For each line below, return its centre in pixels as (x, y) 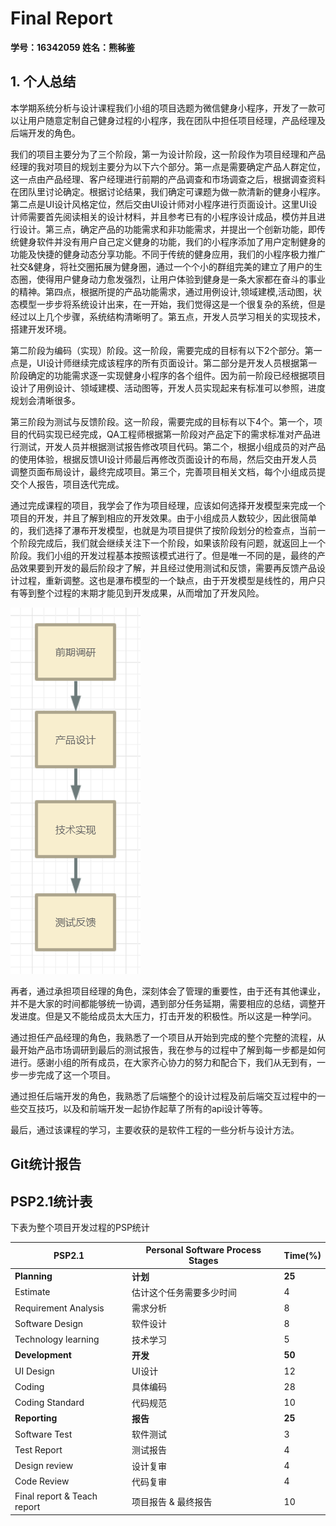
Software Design (49, 1323)
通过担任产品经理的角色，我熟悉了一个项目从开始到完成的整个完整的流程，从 (168, 1037)
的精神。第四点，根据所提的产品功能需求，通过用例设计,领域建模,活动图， (162, 291)
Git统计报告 (46, 1164)
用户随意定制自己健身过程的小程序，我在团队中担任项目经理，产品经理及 (176, 120)
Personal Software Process (203, 1250)
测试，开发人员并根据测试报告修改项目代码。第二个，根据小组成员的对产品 (172, 446)
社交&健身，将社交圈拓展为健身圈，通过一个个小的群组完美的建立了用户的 (162, 266)
